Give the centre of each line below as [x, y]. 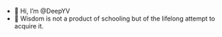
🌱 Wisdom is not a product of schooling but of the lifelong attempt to [115, 18]
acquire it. [29, 26]
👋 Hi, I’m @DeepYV [42, 11]
